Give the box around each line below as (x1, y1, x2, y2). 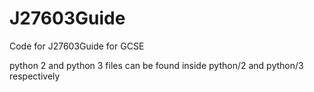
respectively (9, 70, 61, 82)
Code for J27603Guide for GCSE (9, 40, 145, 52)
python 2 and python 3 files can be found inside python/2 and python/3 (9, 59, 304, 71)
